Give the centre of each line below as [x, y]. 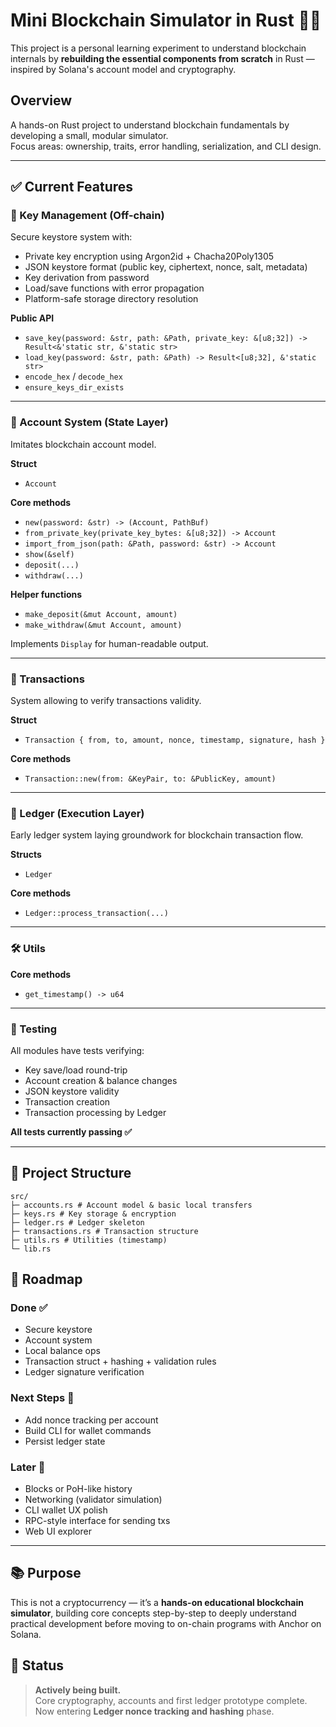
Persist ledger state [65, 1441]
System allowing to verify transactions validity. [106, 701]
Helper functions [46, 594]
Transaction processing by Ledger [95, 1112]
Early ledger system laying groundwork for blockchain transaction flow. [157, 835]
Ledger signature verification [84, 1372]
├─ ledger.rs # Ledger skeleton [77, 1222]
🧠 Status [37, 1665]
